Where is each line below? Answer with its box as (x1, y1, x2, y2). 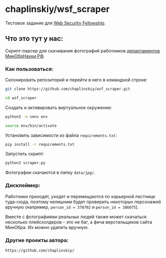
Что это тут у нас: (5, 34, 63, 43)
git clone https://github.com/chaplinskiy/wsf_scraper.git (5, 86, 131, 92)
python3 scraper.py (5, 161, 46, 166)
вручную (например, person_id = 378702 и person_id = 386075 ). (5, 204, 139, 210)
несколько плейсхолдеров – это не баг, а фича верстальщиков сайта (5, 219, 152, 225)
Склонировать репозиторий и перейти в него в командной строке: (5, 77, 148, 83)
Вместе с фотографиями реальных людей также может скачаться (5, 214, 147, 220)
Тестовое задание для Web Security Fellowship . (5, 20, 106, 26)
